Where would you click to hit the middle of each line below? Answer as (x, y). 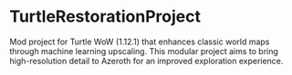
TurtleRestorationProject (105, 17)
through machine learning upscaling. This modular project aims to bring (144, 51)
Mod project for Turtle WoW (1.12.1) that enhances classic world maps (140, 42)
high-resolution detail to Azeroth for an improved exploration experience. (146, 61)
